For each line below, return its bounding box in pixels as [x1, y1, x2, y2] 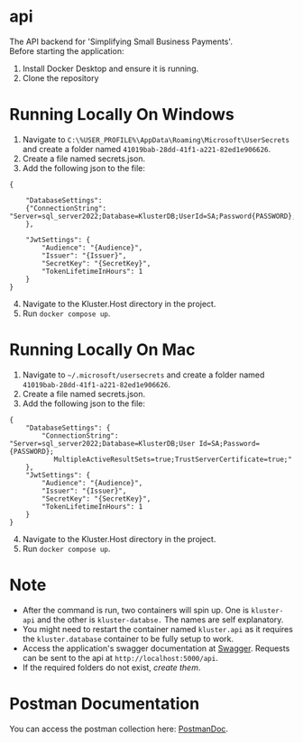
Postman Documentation [9, 693, 200, 713]
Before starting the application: [9, 45, 124, 56]
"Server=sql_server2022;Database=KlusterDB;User [9, 439, 196, 448]
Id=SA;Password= [198, 439, 260, 448]
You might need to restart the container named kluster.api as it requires [22, 623, 293, 634]
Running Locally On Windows [9, 104, 234, 125]
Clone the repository [22, 72, 99, 83]
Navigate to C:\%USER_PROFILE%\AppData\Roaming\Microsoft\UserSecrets [22, 133, 290, 145]
